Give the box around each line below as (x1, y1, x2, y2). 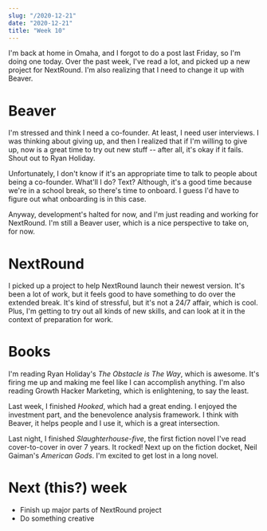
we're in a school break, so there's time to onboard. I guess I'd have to (8, 186, 239, 195)
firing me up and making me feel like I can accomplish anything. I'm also (8, 378, 245, 387)
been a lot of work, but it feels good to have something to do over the (8, 289, 236, 299)
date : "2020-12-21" (8, 19, 73, 27)
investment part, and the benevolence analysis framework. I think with (8, 410, 239, 419)
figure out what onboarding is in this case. (8, 195, 147, 204)
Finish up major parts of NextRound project (19, 505, 162, 515)
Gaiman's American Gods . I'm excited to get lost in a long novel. (8, 451, 219, 461)
